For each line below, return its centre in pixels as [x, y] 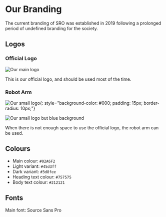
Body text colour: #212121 [38, 182]
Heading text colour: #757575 [42, 177]
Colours [18, 149]
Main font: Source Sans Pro [33, 210]
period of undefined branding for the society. [52, 28]
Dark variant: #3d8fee [34, 171]
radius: [12, 108]
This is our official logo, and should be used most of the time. [68, 79]
